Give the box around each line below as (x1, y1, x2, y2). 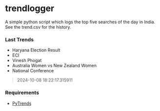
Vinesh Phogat (12, 58, 42, 63)
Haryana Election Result (12, 47, 60, 53)
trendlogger (5, 3, 55, 14)
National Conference (12, 68, 54, 74)
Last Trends (5, 36, 34, 43)
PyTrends (12, 100, 32, 106)
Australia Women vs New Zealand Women (12, 63, 97, 68)
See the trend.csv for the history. (5, 24, 72, 30)
